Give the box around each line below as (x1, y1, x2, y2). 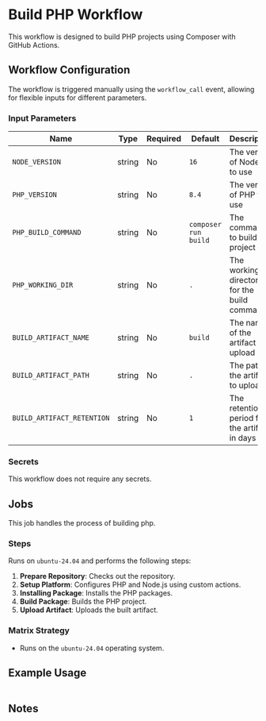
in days (229, 433, 256, 444)
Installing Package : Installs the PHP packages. (19, 588, 173, 598)
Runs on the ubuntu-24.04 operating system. (19, 643, 165, 653)
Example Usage (8, 666, 87, 680)
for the (229, 284, 255, 295)
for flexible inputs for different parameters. (8, 93, 147, 102)
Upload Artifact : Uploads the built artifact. (19, 605, 158, 615)
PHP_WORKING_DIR (12, 280, 74, 290)
